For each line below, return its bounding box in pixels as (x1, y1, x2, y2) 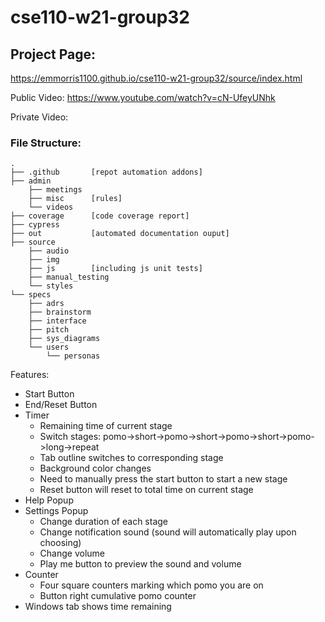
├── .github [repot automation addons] (10, 167, 203, 178)
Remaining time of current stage (39, 420, 173, 432)
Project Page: (10, 46, 97, 63)
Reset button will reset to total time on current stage (39, 484, 254, 496)
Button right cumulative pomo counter (39, 590, 197, 602)
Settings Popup (24, 505, 89, 517)
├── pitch (28, 325, 70, 335)
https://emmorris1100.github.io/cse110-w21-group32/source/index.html (10, 72, 303, 84)
